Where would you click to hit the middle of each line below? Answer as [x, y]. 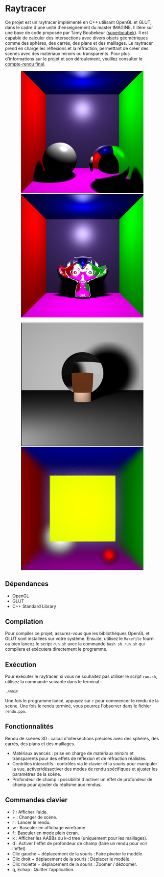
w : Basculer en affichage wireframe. [49, 827]
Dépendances [27, 584]
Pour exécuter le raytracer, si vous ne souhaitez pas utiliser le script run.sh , [81, 676]
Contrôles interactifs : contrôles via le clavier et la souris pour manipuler [85, 763]
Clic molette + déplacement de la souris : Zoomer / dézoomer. [75, 864]
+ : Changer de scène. [35, 817]
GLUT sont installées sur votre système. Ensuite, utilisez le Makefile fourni [80, 639]
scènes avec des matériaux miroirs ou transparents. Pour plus [68, 53]
